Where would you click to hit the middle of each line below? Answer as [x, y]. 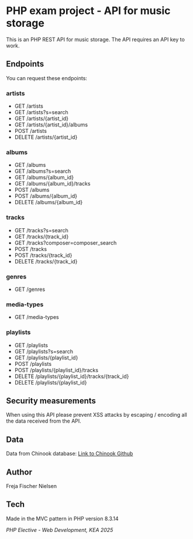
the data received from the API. [44, 421]
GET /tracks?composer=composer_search [66, 243]
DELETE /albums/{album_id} [49, 202]
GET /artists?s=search [41, 112]
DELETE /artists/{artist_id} [46, 137]
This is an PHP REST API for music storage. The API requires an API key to [96, 39]
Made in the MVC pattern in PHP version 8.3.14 [62, 519]
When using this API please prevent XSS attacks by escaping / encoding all [96, 415]
